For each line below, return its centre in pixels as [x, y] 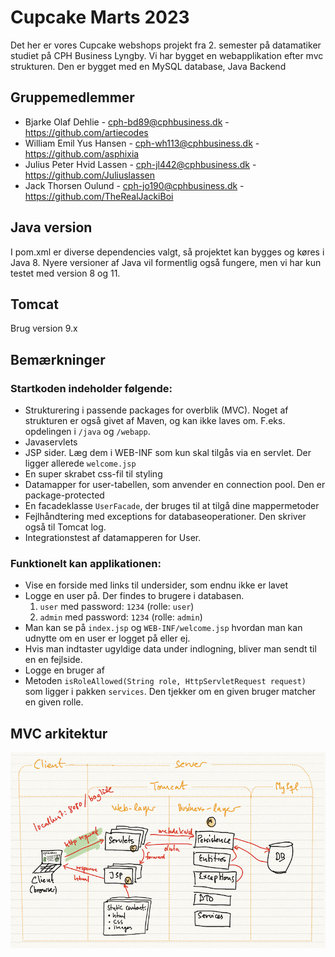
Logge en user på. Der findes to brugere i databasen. [134, 596]
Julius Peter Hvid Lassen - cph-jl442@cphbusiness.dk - [140, 164]
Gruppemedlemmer [72, 97]
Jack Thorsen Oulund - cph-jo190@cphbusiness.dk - [134, 185]
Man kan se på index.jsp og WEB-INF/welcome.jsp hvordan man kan [163, 628]
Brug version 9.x [44, 328]
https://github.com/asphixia [82, 153]
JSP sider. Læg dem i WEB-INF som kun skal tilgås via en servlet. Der [168, 453]
